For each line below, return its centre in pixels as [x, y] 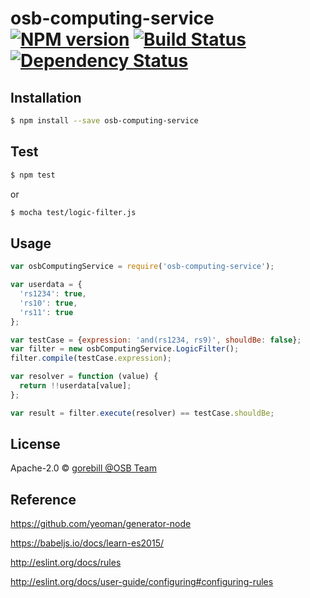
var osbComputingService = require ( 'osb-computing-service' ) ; [142, 267]
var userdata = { [46, 285]
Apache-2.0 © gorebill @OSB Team [83, 468]
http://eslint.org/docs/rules [66, 563]
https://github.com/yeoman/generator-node [101, 524]
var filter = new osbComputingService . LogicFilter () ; [125, 349]
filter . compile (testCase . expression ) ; [91, 358]
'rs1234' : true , [53, 294]
